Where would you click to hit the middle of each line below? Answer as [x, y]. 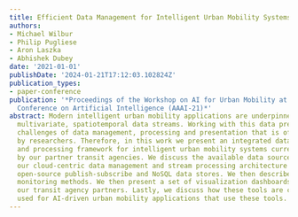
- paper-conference [45, 91]
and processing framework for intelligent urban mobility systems [142, 149]
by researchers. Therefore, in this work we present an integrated [145, 141]
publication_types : [45, 83]
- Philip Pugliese [43, 42]
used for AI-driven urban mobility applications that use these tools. [153, 199]
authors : [25, 26]
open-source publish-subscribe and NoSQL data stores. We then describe [154, 174]
